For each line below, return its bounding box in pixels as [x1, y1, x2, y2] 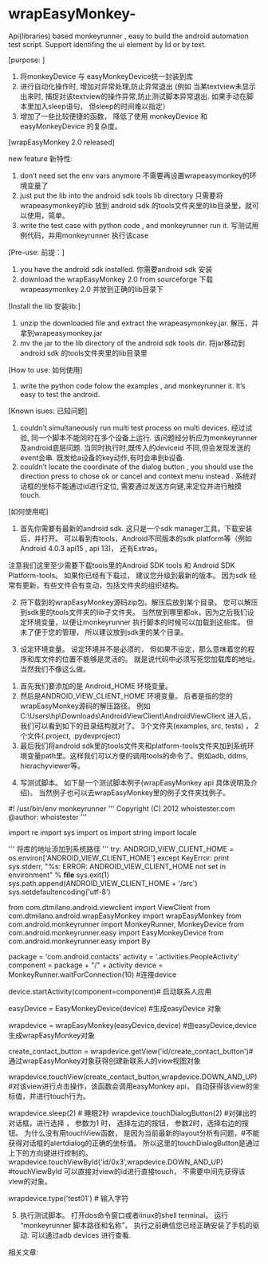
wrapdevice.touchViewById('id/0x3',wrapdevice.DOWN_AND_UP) [8, 1157, 223, 1167]
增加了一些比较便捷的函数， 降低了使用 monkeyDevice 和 [19, 111, 208, 120]
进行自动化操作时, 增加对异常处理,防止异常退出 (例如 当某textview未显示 [19, 81, 257, 91]
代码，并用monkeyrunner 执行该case [26, 230, 149, 240]
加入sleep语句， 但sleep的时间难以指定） [33, 101, 170, 111]
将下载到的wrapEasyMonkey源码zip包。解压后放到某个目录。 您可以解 [19, 597, 251, 607]
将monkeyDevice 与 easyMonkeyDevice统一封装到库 [19, 71, 194, 81]
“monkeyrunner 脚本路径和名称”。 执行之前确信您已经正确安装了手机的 [19, 1220, 253, 1230]
